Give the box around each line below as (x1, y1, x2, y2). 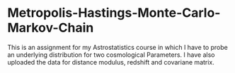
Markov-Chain (7, 20, 94, 36)
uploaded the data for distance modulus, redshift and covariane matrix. (7, 58, 214, 66)
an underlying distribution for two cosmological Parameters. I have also (7, 51, 215, 59)
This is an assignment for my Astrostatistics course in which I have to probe (7, 43, 228, 51)
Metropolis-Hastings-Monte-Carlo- (7, 5, 221, 21)
